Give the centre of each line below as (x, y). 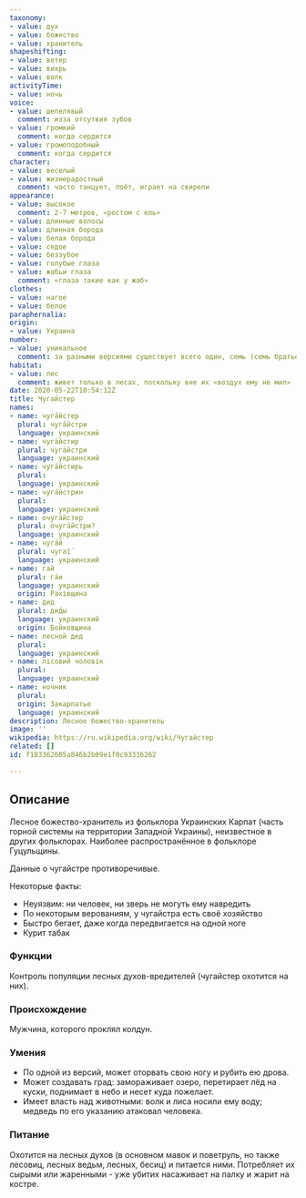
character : (30, 162)
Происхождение (48, 1009)
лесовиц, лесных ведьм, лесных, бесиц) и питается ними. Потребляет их (153, 1164)
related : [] (32, 747)
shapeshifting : (38, 52)
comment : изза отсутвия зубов (75, 119)
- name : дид (32, 602)
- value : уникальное (49, 348)
